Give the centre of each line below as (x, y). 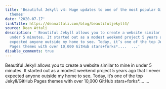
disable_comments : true (30, 51)
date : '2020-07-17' (25, 19)
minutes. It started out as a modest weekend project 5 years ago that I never (83, 70)
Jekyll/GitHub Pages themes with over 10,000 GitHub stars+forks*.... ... (77, 81)
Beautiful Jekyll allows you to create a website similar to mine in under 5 (79, 65)
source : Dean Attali (26, 28)
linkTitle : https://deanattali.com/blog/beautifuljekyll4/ (67, 23)
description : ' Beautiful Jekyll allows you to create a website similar (83, 33)
